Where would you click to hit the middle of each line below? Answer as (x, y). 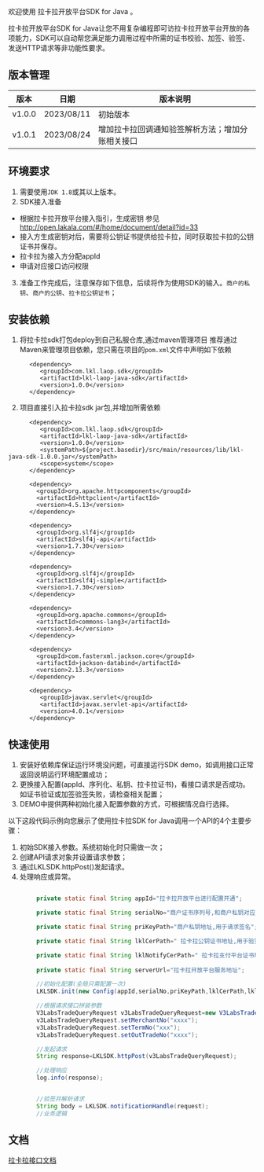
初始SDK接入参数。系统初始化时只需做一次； (92, 847)
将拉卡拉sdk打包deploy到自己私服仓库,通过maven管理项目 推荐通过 (128, 340)
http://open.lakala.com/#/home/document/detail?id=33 (109, 227)
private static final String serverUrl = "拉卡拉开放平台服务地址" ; (141, 970)
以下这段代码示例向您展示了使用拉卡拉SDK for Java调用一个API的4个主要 (126, 821)
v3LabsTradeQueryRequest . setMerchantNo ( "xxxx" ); (117, 1020)
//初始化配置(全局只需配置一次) (82, 984)
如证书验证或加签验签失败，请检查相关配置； (92, 794)
